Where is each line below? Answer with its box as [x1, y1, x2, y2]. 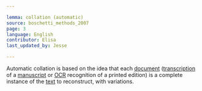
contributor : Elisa [6, 37, 56, 43]
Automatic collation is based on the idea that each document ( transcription [6, 65, 195, 72]
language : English [6, 31, 53, 37]
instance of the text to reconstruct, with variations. [6, 78, 134, 85]
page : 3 [6, 26, 26, 32]
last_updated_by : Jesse [6, 43, 68, 49]
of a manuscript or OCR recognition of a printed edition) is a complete [6, 71, 183, 78]
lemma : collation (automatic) [6, 14, 84, 20]
